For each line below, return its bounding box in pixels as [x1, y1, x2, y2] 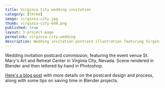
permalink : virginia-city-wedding [5, 35, 76, 40]
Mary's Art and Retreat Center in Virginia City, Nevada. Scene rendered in [5, 57, 154, 64]
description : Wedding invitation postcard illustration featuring [5, 39, 144, 44]
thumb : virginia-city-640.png [5, 21, 67, 26]
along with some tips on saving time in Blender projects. [5, 77, 119, 83]
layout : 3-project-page [5, 30, 54, 35]
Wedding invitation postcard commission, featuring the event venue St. [5, 52, 149, 58]
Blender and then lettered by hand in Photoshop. [5, 63, 103, 68]
